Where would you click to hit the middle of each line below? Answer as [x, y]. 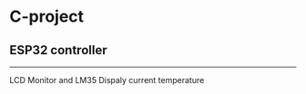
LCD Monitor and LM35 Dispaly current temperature [107, 80]
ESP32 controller [58, 50]
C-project [47, 17]
